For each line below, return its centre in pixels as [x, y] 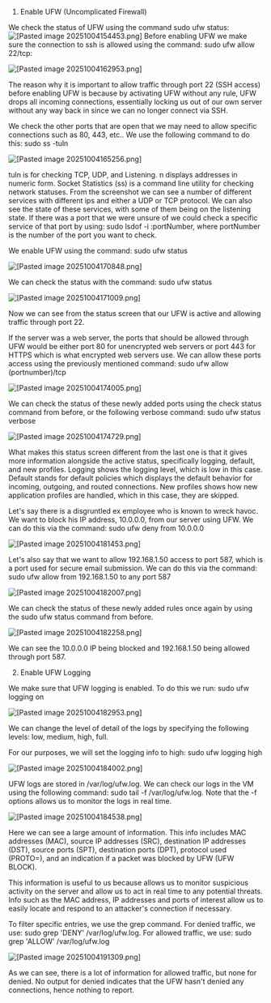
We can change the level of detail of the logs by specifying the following [129, 728]
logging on [26, 697]
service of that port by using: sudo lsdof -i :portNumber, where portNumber [134, 226]
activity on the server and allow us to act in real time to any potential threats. [135, 891]
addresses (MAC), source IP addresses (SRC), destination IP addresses [127, 841]
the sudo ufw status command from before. [81, 617]
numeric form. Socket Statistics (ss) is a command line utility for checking [131, 183]
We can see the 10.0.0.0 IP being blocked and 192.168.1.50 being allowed [129, 648]
